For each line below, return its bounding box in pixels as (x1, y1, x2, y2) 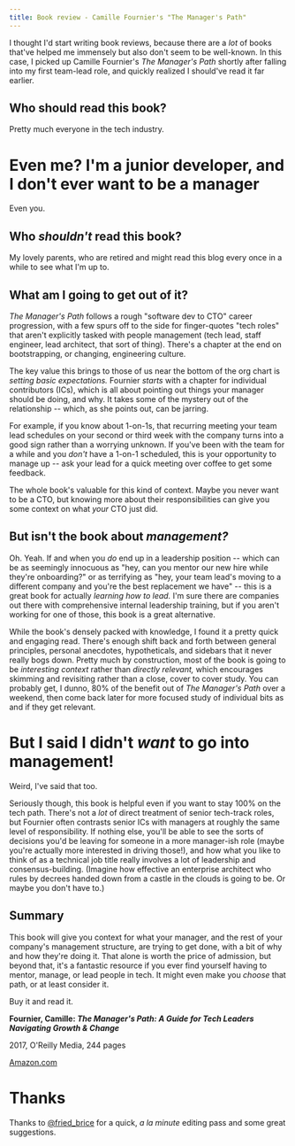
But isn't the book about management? (9, 529, 229, 545)
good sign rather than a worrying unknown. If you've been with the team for (9, 439, 285, 450)
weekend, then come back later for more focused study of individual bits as (9, 692, 284, 702)
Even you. (9, 203, 46, 213)
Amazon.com (9, 1057, 57, 1067)
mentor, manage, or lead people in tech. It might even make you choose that (9, 969, 287, 980)
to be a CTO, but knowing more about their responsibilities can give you (9, 494, 270, 505)
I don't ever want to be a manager (9, 174, 260, 194)
